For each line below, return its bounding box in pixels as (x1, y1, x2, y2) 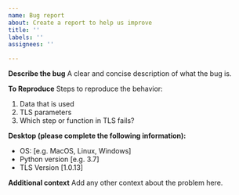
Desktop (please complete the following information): (8, 131, 186, 141)
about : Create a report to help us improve (8, 19, 153, 27)
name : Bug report (8, 11, 65, 20)
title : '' (8, 26, 41, 34)
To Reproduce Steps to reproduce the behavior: (8, 84, 163, 94)
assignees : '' (8, 41, 55, 49)
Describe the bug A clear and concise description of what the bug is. (8, 69, 232, 78)
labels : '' (8, 33, 44, 42)
